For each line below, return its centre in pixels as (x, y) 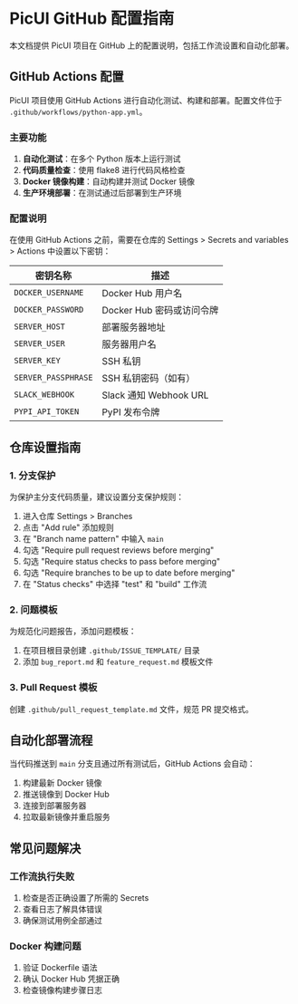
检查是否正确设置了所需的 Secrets (86, 898)
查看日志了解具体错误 (62, 909)
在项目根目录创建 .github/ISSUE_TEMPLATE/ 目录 (111, 651)
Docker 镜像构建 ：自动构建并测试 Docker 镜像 (109, 181)
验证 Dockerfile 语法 (60, 968)
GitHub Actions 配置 (67, 77)
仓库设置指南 (45, 447)
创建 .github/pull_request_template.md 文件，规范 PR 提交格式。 (131, 709)
